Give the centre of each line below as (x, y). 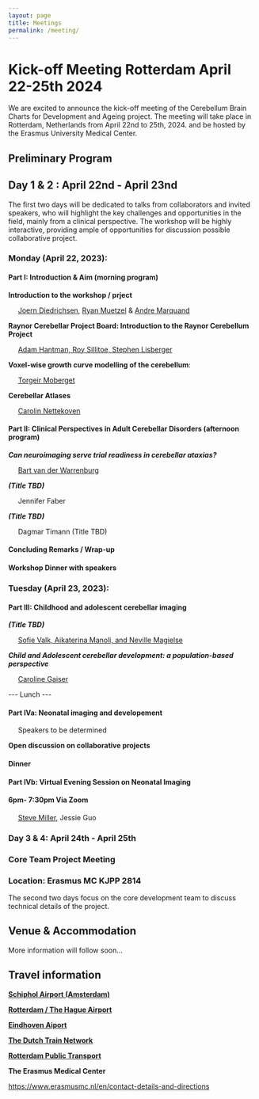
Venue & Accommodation (72, 931)
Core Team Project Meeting (62, 859)
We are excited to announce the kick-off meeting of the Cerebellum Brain (128, 108)
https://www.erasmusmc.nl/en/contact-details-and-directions (109, 1086)
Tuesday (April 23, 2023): (59, 588)
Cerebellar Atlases (40, 395)
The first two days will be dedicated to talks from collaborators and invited (129, 204)
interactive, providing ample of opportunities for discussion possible (119, 230)
